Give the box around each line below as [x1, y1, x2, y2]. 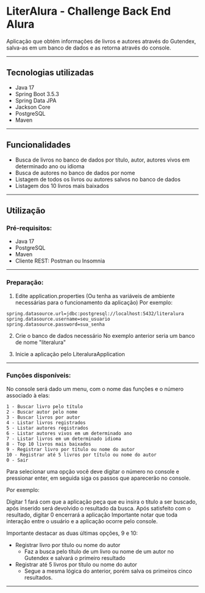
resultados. [24, 573, 53, 581]
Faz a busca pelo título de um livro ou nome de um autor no [24, 548, 174, 555]
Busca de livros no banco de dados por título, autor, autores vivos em [15, 156, 190, 163]
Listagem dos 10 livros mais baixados [15, 182, 109, 189]
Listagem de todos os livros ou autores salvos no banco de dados [15, 176, 181, 183]
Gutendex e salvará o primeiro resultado [24, 554, 126, 561]
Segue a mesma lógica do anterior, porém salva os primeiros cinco [24, 567, 192, 575]
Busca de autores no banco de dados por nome [15, 169, 135, 176]
